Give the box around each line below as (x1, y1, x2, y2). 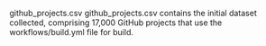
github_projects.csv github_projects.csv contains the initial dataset (9, 8, 257, 18)
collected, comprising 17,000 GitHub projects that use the (9, 17, 223, 28)
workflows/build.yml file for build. (9, 27, 133, 37)
